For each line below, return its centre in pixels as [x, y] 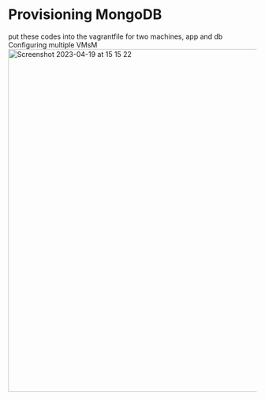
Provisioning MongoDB [85, 15]
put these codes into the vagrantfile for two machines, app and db [116, 36]
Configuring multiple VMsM [53, 44]
